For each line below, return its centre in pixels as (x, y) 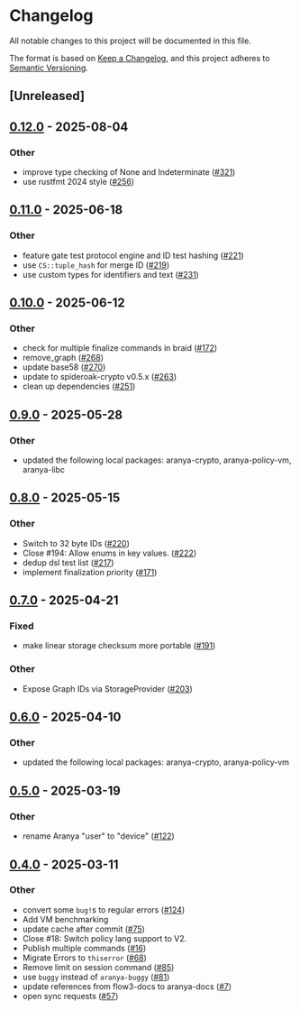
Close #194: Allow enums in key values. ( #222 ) (109, 553)
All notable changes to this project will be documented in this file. (131, 41)
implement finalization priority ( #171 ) (90, 572)
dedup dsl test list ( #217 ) (68, 562)
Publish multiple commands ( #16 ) (84, 948)
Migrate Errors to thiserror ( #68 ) (84, 958)
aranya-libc (44, 470)
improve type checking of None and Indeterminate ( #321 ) (129, 172)
